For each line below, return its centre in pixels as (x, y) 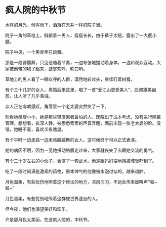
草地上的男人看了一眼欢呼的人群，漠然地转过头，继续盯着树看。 (70, 79)
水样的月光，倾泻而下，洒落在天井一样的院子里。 (55, 25)
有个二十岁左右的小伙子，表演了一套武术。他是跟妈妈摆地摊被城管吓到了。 (81, 161)
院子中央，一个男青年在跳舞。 (35, 52)
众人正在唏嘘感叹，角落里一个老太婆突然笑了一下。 (57, 106)
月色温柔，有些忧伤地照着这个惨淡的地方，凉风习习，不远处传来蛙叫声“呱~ (81, 182)
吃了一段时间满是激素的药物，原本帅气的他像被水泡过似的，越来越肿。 (77, 171)
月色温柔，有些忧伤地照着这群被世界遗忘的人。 (53, 198)
